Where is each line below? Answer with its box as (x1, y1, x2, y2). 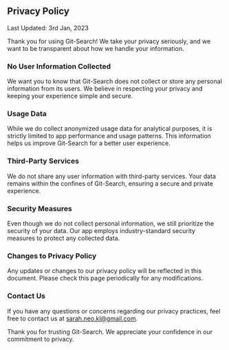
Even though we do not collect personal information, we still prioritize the (7, 219, 215, 228)
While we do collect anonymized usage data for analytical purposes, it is (7, 124, 212, 133)
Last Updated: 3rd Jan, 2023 (7, 23, 89, 32)
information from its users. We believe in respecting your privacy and (7, 85, 203, 93)
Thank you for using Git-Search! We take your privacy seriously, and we (7, 37, 211, 45)
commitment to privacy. (7, 335, 74, 343)
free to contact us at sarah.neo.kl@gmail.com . (7, 314, 138, 322)
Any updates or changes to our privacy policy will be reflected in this (7, 267, 201, 275)
